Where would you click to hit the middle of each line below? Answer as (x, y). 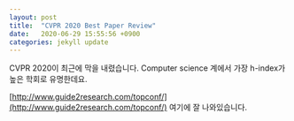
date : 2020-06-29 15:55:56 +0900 (75, 34)
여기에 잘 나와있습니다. (208, 108)
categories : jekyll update (59, 42)
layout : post (33, 17)
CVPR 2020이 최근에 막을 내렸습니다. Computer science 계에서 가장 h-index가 (147, 68)
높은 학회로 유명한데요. (48, 79)
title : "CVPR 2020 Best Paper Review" (83, 26)
